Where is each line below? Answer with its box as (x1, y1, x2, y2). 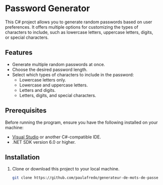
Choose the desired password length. (12, 67, 88, 72)
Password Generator (5, 3, 90, 14)
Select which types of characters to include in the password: (12, 71, 134, 78)
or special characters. (5, 34, 49, 40)
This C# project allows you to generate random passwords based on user (5, 19, 152, 25)
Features (5, 49, 33, 57)
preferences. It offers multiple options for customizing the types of (5, 24, 139, 30)
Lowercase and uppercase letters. (19, 82, 88, 88)
